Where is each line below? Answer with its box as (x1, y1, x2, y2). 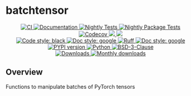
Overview (5, 67, 43, 77)
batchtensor (5, 4, 69, 17)
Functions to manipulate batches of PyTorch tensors (5, 83, 136, 90)
